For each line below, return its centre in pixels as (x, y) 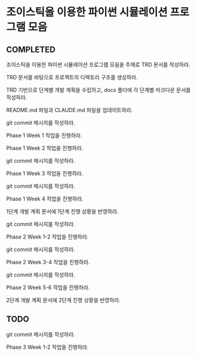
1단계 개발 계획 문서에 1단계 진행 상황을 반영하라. (62, 211)
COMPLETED (31, 49)
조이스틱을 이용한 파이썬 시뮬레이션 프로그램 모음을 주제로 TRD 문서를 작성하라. (98, 64)
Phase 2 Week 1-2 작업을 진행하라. (47, 237)
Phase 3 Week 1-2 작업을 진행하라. (47, 347)
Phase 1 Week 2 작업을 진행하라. (45, 148)
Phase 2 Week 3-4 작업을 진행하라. (48, 262)
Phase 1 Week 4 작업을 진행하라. (45, 199)
